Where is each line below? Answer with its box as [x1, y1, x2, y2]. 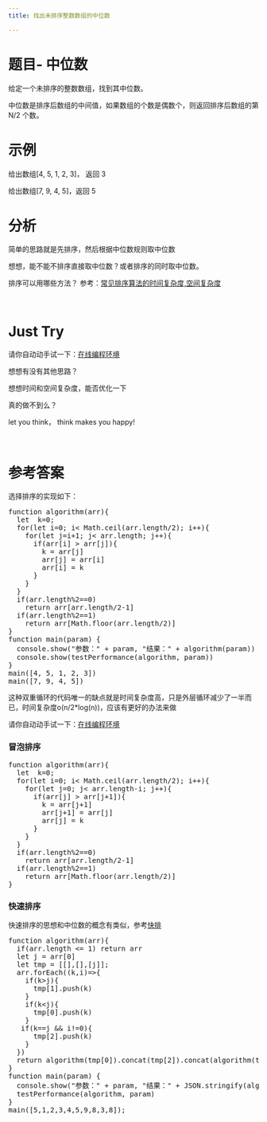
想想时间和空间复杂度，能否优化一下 [8, 383, 127, 393]
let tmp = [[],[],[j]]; [16, 959, 110, 969]
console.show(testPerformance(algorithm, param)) [16, 653, 215, 662]
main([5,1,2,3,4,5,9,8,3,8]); [8, 1105, 126, 1114]
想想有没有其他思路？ [8, 367, 78, 376]
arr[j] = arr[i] [41, 555, 105, 564]
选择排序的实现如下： [8, 492, 78, 501]
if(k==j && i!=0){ [21, 1023, 93, 1033]
